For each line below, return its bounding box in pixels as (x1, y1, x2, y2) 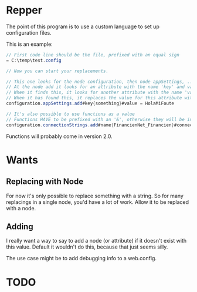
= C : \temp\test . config (6, 57, 62, 63)
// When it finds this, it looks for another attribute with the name (6, 89, 182, 96)
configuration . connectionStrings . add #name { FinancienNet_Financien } (6, 122, 175, 128)
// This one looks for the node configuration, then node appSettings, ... (6, 79, 195, 85)
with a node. (6, 204, 36, 212)
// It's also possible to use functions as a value (6, 111, 135, 117)
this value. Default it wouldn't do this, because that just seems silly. (6, 243, 168, 250)
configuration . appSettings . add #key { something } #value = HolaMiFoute (6, 100, 175, 106)
